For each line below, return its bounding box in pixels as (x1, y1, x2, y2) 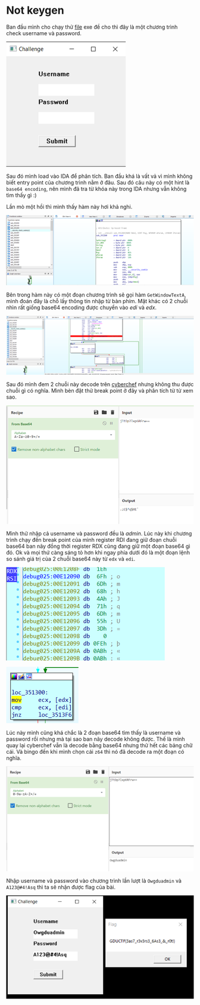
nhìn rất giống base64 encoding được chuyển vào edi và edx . (6, 304, 157, 311)
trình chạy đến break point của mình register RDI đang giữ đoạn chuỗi (6, 536, 177, 543)
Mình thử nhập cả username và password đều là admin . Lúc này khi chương (6, 529, 192, 537)
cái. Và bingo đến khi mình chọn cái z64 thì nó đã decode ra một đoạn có (6, 748, 185, 755)
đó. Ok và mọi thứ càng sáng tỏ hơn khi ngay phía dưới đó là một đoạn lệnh (6, 548, 190, 556)
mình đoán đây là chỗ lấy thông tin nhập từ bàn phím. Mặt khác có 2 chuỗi (6, 297, 188, 304)
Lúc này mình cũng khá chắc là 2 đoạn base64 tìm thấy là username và (6, 729, 181, 736)
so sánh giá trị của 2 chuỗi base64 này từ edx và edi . (6, 555, 136, 562)
